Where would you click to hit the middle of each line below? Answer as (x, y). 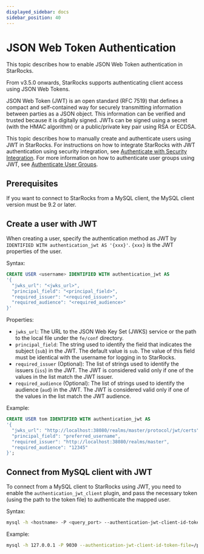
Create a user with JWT (52, 223)
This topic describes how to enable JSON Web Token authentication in (95, 64)
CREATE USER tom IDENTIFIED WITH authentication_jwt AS (78, 419)
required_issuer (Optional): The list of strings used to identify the (97, 364)
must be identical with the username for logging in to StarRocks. (95, 358)
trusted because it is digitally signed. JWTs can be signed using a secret (97, 120)
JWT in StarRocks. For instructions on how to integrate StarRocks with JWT (101, 145)
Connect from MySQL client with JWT (80, 472)
